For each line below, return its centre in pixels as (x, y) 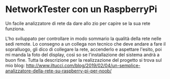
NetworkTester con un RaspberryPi (81, 9)
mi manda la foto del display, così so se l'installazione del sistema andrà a (82, 55)
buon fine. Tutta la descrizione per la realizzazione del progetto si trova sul (83, 60)
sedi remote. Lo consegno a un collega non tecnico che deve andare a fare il (86, 44)
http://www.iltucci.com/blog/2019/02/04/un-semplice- (83, 65)
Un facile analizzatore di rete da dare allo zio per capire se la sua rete (78, 23)
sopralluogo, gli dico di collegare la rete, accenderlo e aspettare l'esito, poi (83, 49)
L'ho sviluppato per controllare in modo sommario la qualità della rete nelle (83, 38)
